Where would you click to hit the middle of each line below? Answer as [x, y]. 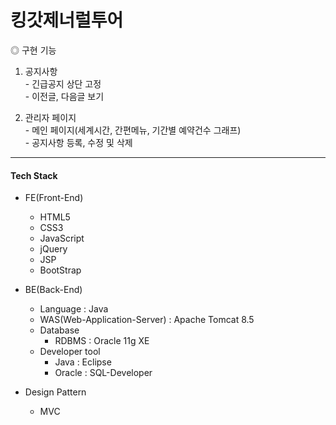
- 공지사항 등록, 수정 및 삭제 [78, 142]
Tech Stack [34, 175]
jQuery [53, 249]
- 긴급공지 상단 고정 [63, 83]
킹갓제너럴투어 [67, 20]
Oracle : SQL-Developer [103, 373]
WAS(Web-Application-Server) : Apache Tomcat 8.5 [147, 320]
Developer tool [70, 352]
